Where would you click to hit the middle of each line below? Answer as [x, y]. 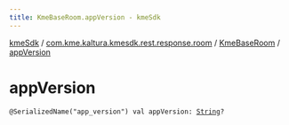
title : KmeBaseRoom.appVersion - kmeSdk [85, 17]
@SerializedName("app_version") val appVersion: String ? [117, 112]
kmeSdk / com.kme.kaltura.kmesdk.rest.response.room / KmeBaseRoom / [144, 43]
